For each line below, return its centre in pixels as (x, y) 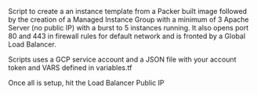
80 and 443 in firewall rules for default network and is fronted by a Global (127, 36)
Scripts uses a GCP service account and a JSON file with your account (122, 59)
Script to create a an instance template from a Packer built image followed (128, 11)
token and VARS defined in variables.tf (70, 68)
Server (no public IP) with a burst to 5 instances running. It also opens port (128, 28)
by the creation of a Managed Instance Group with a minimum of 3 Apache (128, 19)
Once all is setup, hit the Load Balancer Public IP (86, 83)
